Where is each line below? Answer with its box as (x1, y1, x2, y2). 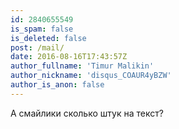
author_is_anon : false (10, 80, 105, 90)
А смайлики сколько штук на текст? (10, 107, 164, 119)
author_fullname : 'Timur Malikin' (10, 61, 155, 71)
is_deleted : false (10, 33, 87, 43)
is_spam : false (10, 24, 74, 34)
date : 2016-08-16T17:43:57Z (10, 52, 128, 62)
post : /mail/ (10, 42, 65, 53)
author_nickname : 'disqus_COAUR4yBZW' (10, 71, 172, 81)
